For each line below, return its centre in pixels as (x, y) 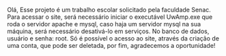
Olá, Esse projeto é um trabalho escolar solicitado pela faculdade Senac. (109, 10)
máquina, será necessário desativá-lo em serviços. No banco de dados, (108, 31)
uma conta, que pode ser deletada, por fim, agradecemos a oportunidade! (111, 46)
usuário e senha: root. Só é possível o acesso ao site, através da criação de (113, 38)
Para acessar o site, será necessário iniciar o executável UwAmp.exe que (110, 17)
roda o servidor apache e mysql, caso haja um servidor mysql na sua (104, 24)
